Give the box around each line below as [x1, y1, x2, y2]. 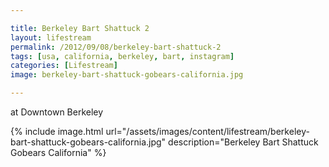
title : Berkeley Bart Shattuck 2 [10, 23, 150, 33]
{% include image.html [10, 126, 104, 137]
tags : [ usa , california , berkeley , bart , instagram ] [10, 51, 235, 61]
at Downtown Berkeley [10, 106, 104, 118]
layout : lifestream [10, 32, 92, 43]
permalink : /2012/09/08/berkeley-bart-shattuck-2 [10, 42, 222, 52]
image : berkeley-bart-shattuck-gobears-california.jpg [10, 70, 244, 80]
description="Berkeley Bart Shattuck [168, 136, 319, 148]
